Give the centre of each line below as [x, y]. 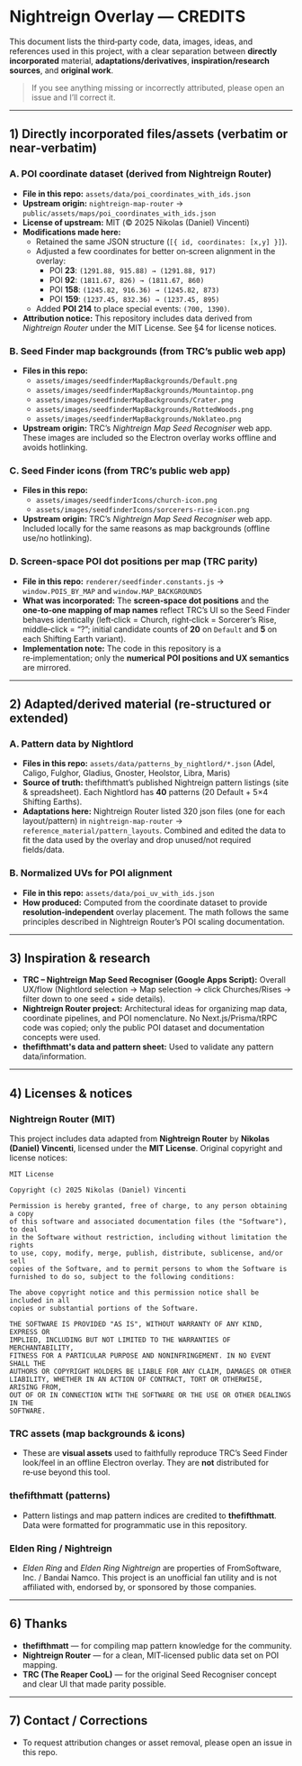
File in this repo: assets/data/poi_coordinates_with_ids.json [137, 193]
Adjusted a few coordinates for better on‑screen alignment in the [155, 251]
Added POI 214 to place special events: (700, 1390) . [133, 308]
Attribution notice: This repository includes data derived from [138, 318]
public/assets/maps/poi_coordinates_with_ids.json [119, 214]
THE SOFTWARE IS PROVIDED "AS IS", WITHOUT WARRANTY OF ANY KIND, [136, 1324]
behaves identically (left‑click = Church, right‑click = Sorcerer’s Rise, [149, 619]
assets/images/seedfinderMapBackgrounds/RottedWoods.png [145, 409]
